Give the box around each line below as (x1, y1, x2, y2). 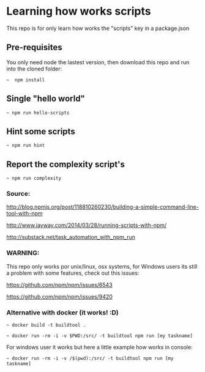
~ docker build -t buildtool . (6, 322, 86, 329)
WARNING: (6, 249, 40, 258)
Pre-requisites (6, 42, 62, 53)
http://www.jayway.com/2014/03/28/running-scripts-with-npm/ (6, 221, 167, 229)
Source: (6, 190, 31, 198)
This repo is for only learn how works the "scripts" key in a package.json (6, 24, 190, 32)
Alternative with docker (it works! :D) (6, 308, 119, 316)
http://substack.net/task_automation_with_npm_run (6, 234, 136, 241)
